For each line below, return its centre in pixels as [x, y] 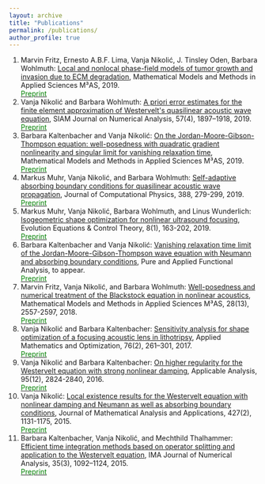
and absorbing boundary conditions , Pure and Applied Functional [127, 262]
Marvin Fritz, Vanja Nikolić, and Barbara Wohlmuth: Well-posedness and [138, 287]
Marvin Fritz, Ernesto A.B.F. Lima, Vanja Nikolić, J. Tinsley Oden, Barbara [139, 60]
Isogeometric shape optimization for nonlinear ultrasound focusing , [130, 220]
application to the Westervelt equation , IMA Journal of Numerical [126, 455]
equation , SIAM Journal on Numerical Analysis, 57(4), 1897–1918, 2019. [136, 119]
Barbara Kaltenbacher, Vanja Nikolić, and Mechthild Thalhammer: [127, 438]
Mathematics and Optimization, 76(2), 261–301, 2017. [106, 346]
